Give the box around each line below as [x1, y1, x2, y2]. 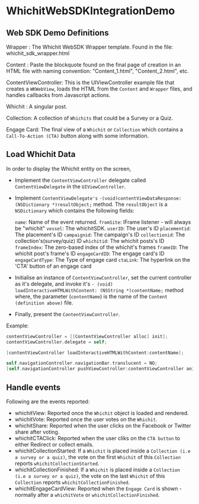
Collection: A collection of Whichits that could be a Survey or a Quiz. [6, 114, 174, 121]
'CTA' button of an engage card [14, 262, 92, 269]
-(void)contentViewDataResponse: [99, 195, 182, 201]
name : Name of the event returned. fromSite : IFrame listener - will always [14, 218, 191, 226]
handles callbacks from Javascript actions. [6, 92, 111, 98]
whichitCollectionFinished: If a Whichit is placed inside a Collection [14, 466, 181, 473]
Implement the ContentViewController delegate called [14, 176, 146, 184]
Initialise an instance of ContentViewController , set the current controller [14, 274, 192, 281]
